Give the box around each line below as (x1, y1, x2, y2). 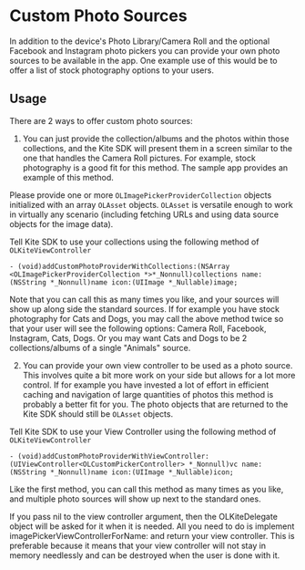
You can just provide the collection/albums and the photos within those (22, 133, 290, 144)
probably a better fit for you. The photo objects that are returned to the (22, 399, 289, 409)
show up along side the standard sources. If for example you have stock (9, 303, 280, 315)
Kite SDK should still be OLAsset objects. (22, 408, 174, 420)
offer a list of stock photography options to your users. (9, 65, 214, 76)
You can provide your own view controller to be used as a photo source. (22, 359, 293, 370)
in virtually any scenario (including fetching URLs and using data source (9, 209, 280, 220)
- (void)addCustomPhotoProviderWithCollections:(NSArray (9, 262, 230, 271)
